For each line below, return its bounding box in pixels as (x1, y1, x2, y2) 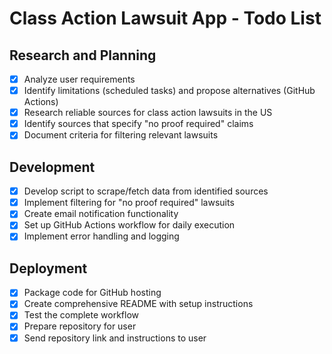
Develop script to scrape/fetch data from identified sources (23, 185, 269, 197)
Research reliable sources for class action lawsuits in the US (23, 107, 273, 119)
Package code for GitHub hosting (23, 287, 162, 299)
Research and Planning (9, 47, 157, 64)
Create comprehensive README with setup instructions (23, 298, 254, 310)
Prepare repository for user (23, 320, 137, 332)
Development (9, 158, 96, 176)
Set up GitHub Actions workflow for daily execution (23, 219, 236, 231)
